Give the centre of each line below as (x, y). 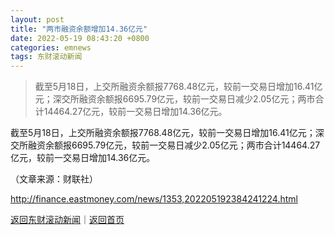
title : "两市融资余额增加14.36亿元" (79, 29)
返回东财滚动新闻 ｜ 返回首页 (67, 220)
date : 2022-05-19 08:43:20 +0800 (80, 38)
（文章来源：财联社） (54, 179)
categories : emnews (51, 47)
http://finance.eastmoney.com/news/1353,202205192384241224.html (154, 199)
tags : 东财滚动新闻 (46, 57)
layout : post (37, 19)
